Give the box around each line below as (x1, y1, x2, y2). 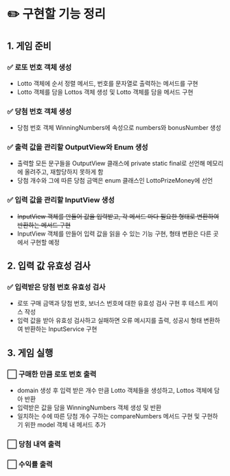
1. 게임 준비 (7, 40, 51, 52)
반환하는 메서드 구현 (16, 220, 71, 229)
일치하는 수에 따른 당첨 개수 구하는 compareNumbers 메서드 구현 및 (16, 412, 200, 420)
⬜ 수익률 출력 (7, 460, 53, 469)
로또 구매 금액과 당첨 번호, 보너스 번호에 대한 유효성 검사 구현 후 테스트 (16, 299, 206, 308)
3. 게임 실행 (7, 347, 54, 359)
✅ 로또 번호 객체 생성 (7, 63, 72, 72)
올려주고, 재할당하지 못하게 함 (24, 168, 104, 176)
